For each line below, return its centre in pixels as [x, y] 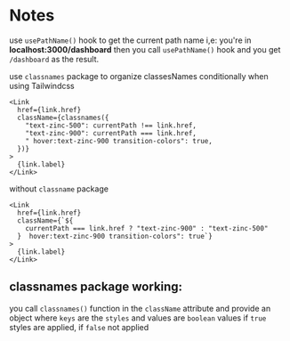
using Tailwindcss [42, 85]
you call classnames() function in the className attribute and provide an [140, 308]
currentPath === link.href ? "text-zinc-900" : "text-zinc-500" [147, 228]
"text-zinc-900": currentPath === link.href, [111, 133]
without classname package [59, 189]
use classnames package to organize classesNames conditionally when [139, 76]
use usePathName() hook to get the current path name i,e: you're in [130, 40]
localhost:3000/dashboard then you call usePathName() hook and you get [145, 49]
